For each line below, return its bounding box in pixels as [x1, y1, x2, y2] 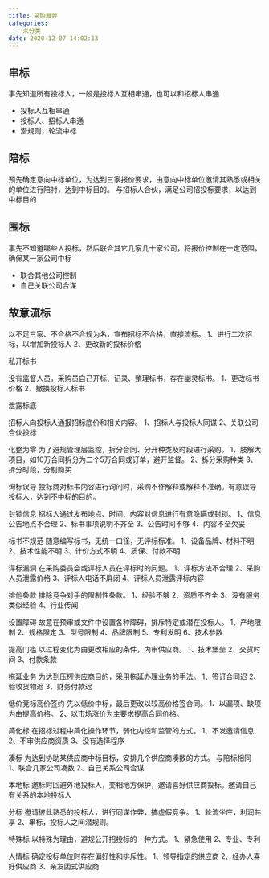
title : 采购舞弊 [8, 11, 58, 20]
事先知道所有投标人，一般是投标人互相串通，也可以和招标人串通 [8, 89, 219, 99]
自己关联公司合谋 [19, 280, 77, 290]
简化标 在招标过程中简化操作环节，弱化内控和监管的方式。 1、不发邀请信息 [8, 725, 255, 735]
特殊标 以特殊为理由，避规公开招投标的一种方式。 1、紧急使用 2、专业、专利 [8, 834, 261, 843]
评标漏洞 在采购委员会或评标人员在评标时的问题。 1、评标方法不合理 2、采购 [8, 563, 261, 573]
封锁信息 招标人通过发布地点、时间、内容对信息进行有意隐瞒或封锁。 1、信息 [8, 508, 262, 518]
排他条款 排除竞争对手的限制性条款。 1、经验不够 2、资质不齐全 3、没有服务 [8, 590, 260, 599]
